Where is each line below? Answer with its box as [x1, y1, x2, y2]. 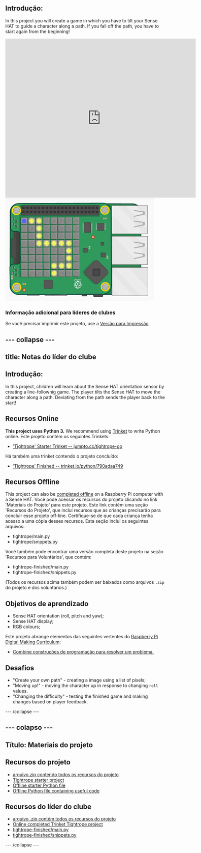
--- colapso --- [5, 723, 53, 732]
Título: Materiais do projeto [5, 741, 93, 749]
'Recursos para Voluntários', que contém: [5, 554, 92, 560]
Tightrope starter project [12, 777, 64, 783]
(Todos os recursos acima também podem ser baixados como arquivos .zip [5, 579, 164, 585]
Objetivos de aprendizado [5, 599, 89, 608]
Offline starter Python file [12, 782, 66, 788]
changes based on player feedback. [12, 698, 88, 704]
